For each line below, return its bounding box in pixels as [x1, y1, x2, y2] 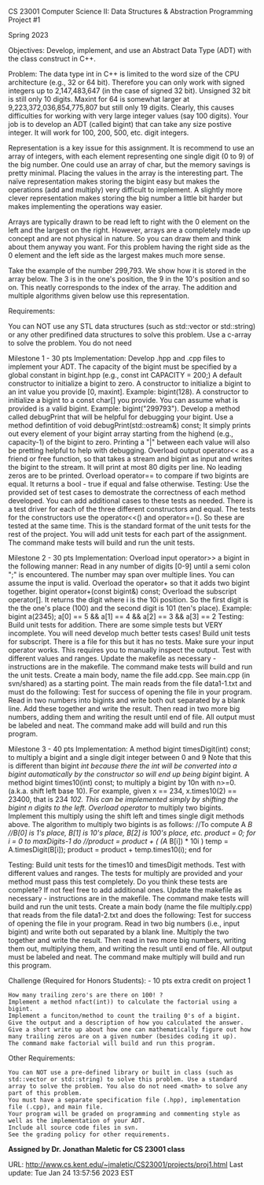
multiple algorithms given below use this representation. [8, 291, 190, 300]
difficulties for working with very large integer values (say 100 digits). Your [8, 111, 249, 121]
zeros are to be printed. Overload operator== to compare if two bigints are [8, 471, 249, 480]
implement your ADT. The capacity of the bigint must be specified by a [8, 362, 237, 371]
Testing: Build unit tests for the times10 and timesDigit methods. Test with [8, 860, 246, 870]
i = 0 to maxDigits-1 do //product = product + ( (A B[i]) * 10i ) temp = [8, 837, 229, 846]
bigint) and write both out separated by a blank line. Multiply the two [8, 927, 229, 937]
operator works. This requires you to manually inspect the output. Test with [8, 646, 251, 654]
